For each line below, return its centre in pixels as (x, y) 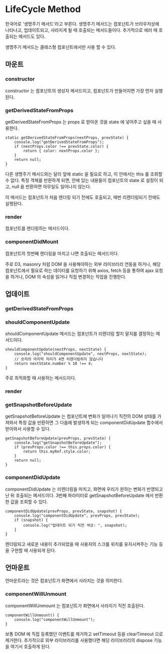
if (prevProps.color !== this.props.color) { (63, 447)
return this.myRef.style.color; (57, 452)
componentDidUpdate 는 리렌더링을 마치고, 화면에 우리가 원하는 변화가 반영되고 (84, 489)
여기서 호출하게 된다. (31, 646)
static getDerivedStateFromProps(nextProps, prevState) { (67, 137)
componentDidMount (32, 242)
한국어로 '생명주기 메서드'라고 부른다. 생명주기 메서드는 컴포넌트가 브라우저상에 (82, 24)
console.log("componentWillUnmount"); (55, 619)
